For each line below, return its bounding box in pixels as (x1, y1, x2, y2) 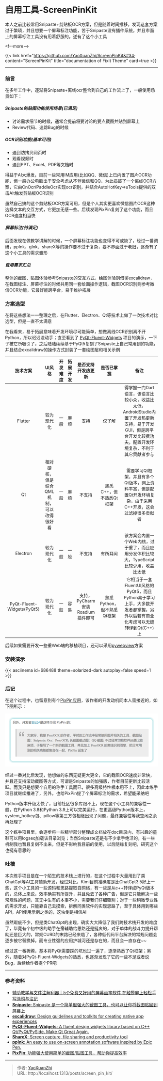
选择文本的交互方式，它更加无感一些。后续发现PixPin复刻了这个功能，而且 (5, 207, 154, 212)
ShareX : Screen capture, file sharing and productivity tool (12, 1033, 128, 1040)
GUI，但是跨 (125, 427, 150, 433)
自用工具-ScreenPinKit (5, 4, 97, 16)
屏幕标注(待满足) (5, 224, 38, 230)
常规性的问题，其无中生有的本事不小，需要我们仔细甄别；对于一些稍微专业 (5, 897, 154, 903)
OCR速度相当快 (5, 213, 35, 219)
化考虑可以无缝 (124, 619, 154, 624)
